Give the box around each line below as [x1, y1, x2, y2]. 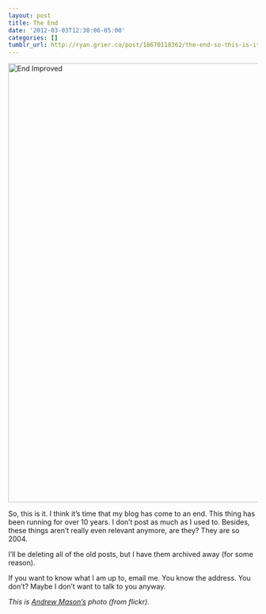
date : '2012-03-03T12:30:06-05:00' [8, 26, 126, 34]
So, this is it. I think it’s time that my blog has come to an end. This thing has [8, 509, 256, 519]
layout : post [8, 11, 51, 20]
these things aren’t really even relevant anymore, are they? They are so [8, 526, 240, 536]
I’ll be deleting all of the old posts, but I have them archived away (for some [8, 550, 253, 559]
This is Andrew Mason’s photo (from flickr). [8, 597, 150, 607]
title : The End [8, 19, 59, 27]
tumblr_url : [8, 41, 47, 49]
